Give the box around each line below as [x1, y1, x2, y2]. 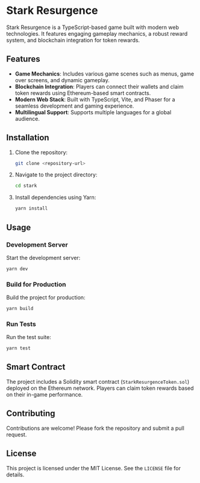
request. [6, 430, 27, 438]
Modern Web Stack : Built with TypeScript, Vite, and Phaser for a [14, 96, 176, 103]
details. [6, 471, 25, 478]
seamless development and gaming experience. [14, 102, 134, 109]
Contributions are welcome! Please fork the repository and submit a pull [6, 424, 185, 432]
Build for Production [6, 280, 66, 288]
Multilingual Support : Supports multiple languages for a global [14, 108, 172, 115]
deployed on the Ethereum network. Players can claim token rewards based [6, 384, 194, 392]
